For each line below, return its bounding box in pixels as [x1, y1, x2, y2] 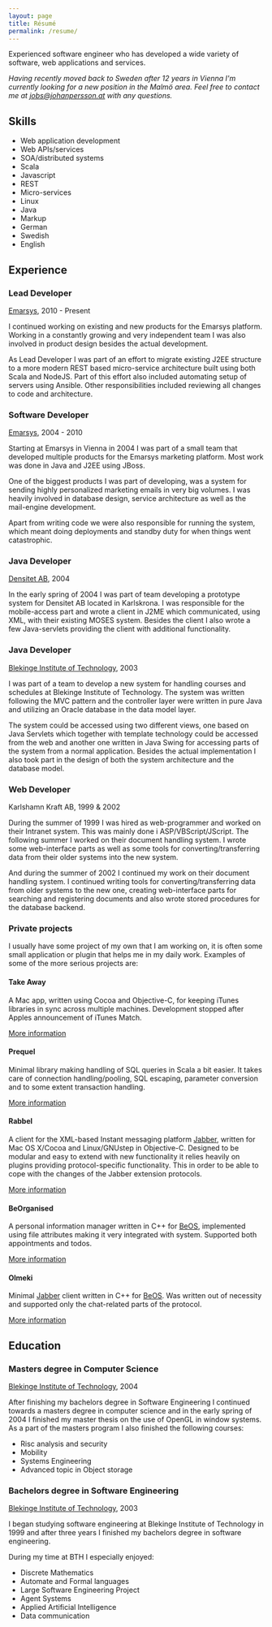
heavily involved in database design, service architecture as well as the [8, 494, 246, 503]
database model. [8, 763, 65, 773]
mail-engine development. [8, 503, 97, 512]
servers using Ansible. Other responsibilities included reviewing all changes [8, 380, 261, 390]
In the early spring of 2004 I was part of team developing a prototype [8, 589, 241, 599]
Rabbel [8, 1116, 33, 1126]
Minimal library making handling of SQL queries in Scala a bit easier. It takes [8, 1064, 262, 1074]
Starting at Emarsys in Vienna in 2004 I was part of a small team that [8, 443, 238, 453]
